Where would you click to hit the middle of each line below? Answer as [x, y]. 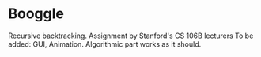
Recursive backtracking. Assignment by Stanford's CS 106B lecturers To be [131, 36]
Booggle [36, 14]
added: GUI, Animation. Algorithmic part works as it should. [105, 44]
